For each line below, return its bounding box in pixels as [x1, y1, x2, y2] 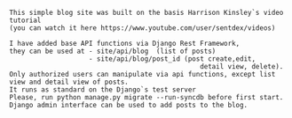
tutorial [9, 16, 42, 25]
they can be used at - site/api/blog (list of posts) [9, 47, 217, 55]
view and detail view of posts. [9, 77, 129, 86]
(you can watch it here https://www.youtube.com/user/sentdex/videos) [9, 24, 276, 33]
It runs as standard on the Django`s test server [9, 85, 197, 94]
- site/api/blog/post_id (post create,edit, [88, 55, 256, 63]
